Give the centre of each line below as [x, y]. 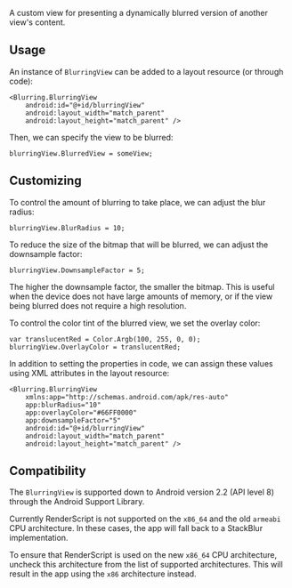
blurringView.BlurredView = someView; [81, 153]
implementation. [39, 538]
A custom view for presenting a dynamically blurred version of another [139, 13]
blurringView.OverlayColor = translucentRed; [95, 347]
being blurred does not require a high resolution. [98, 305]
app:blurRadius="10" [63, 405]
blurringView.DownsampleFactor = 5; [77, 270]
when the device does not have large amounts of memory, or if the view [141, 296]
